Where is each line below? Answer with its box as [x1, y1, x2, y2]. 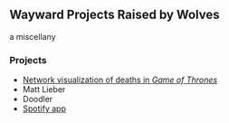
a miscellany [9, 31, 56, 42]
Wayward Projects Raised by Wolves [9, 7, 220, 23]
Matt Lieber [22, 84, 66, 95]
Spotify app [22, 103, 66, 114]
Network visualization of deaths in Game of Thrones [22, 74, 218, 85]
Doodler [22, 94, 53, 105]
